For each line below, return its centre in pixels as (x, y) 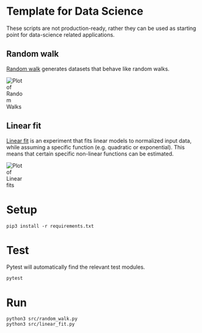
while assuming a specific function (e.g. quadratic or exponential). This (96, 147)
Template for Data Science (75, 11)
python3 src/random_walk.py (42, 319)
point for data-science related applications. (60, 34)
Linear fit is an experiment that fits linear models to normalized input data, (99, 140)
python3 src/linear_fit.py (41, 324)
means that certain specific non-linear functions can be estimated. (90, 154)
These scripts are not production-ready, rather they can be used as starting (101, 28)
